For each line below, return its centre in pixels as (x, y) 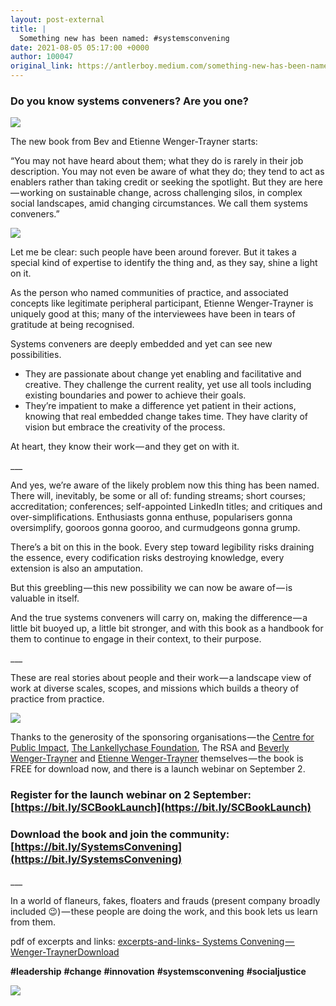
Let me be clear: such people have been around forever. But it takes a (153, 252)
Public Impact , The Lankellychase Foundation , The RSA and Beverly (150, 748)
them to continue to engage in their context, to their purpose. (136, 639)
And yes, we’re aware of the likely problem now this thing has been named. (165, 485)
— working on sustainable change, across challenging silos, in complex (156, 193)
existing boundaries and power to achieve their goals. (135, 395)
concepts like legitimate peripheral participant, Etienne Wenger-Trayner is (162, 303)
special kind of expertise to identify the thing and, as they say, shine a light (164, 263)
